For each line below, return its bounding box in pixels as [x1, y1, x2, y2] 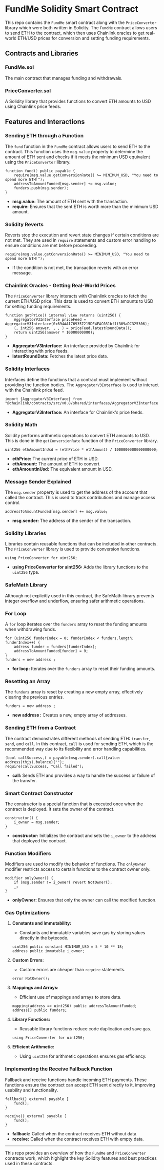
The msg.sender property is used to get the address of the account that [5, 489, 147, 495]
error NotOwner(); [12, 976, 50, 981]
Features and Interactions [5, 118, 85, 126]
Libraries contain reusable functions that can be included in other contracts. [5, 541, 158, 547]
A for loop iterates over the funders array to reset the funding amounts [5, 621, 147, 627]
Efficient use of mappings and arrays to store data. [19, 994, 122, 1000]
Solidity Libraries [5, 530, 46, 537]
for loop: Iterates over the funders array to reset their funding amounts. [12, 666, 155, 671]
